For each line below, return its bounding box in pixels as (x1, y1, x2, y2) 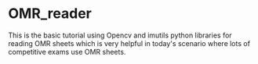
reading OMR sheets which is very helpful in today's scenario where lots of (8, 38, 251, 48)
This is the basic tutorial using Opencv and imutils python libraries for (8, 30, 233, 40)
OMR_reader (8, 5, 92, 23)
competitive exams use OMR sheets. (8, 47, 126, 56)
